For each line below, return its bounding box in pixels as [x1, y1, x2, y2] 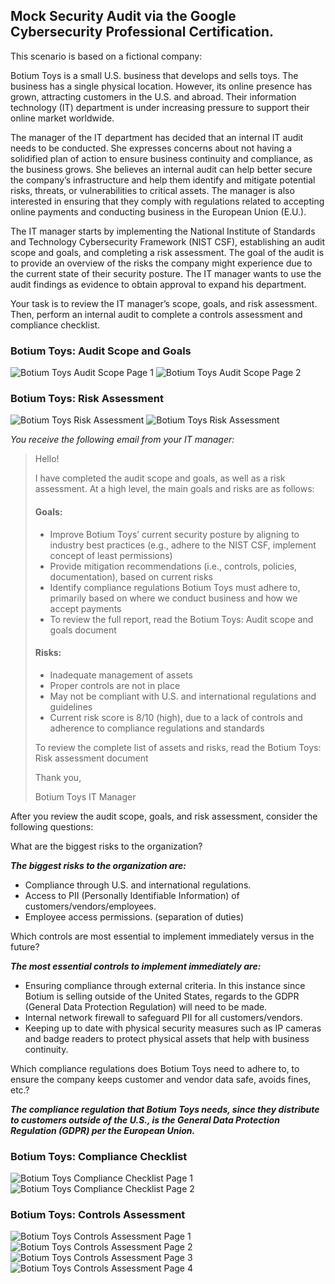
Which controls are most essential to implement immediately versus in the [10, 930, 315, 942]
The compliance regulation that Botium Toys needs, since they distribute [10, 1103, 320, 1115]
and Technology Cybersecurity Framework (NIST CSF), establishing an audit [10, 235, 326, 248]
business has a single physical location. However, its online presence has [10, 80, 313, 92]
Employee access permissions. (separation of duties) [24, 910, 245, 923]
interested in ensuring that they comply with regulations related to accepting [10, 195, 325, 207]
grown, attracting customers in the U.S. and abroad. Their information [10, 90, 297, 103]
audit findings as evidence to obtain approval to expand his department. [10, 278, 307, 290]
